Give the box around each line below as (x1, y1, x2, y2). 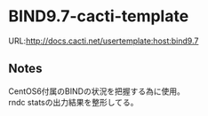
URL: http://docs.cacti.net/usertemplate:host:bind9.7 (8, 35, 199, 46)
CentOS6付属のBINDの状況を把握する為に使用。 (8, 86, 186, 97)
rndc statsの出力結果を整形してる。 (8, 97, 139, 107)
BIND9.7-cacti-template (8, 6, 189, 27)
